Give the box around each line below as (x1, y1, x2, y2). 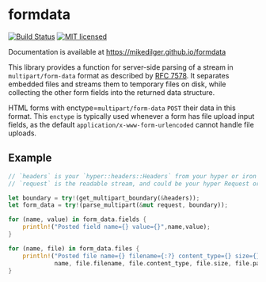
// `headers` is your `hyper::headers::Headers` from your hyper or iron (8, 172, 257, 180)
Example (8, 151, 52, 165)
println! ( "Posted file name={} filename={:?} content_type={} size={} (22, 252, 260, 260)
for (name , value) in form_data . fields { (8, 215, 147, 223)
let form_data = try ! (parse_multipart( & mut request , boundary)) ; (8, 201, 228, 209)
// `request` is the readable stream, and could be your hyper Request (8, 180, 249, 188)
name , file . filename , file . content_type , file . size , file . (54, 259, 253, 267)
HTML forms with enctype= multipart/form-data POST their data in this (8, 103, 236, 112)
